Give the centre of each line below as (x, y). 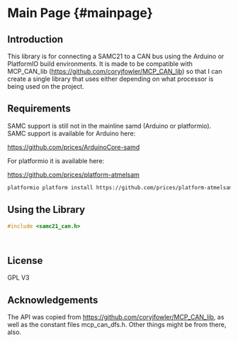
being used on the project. (46, 86)
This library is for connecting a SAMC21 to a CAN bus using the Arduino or (116, 56)
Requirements (39, 109)
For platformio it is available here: (56, 160)
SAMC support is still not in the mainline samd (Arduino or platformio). (109, 126)
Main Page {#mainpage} (80, 13)
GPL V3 (18, 277)
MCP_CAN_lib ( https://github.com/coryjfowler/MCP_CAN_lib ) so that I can (115, 71)
